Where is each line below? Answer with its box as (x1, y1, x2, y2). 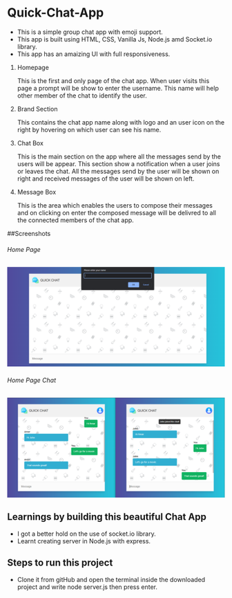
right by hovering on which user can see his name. (17, 125, 162, 134)
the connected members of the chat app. (17, 216, 135, 224)
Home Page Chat (7, 376, 57, 384)
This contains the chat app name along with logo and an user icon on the (17, 118, 225, 126)
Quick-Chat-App (7, 5, 104, 21)
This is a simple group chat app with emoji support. (17, 28, 164, 36)
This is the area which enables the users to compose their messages (17, 201, 213, 209)
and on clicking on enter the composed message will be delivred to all (17, 208, 216, 217)
